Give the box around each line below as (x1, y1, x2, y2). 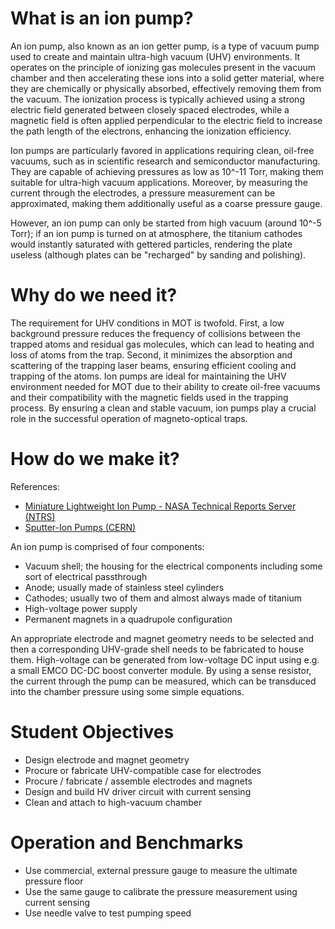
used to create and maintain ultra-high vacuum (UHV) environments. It (10, 50, 301, 62)
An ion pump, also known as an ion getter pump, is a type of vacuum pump (10, 40, 320, 52)
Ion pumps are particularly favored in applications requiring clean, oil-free (10, 144, 315, 156)
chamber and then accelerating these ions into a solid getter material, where (10, 72, 325, 84)
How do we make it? (10, 448, 180, 471)
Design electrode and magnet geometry (24, 753, 190, 766)
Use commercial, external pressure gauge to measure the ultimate (24, 864, 298, 876)
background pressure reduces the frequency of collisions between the (10, 327, 301, 339)
